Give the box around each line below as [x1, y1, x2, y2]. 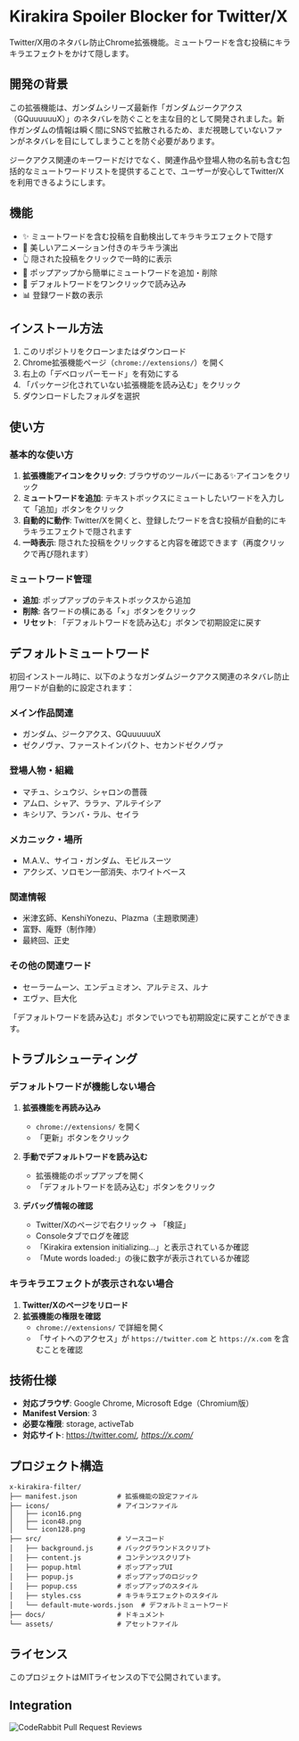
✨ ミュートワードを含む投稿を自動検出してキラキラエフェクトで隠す [21, 230, 274, 242]
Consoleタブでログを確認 [35, 1231, 129, 1241]
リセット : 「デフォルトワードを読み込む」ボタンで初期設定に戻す [21, 618, 262, 628]
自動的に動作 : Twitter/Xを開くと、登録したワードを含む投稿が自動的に [21, 515, 279, 526]
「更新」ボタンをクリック [35, 1132, 130, 1143]
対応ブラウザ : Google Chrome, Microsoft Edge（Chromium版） [21, 1398, 254, 1409]
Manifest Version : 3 [21, 1408, 97, 1419]
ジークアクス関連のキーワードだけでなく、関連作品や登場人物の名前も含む [9, 154, 283, 165]
